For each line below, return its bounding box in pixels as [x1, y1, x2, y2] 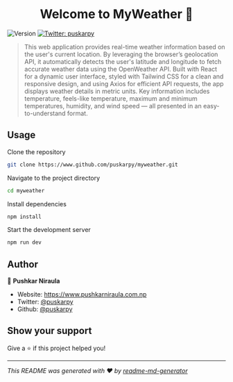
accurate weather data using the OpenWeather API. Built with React [24, 65, 217, 73]
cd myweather [7, 187, 45, 194]
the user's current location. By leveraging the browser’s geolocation [24, 50, 218, 58]
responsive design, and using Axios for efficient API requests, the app [24, 79, 224, 88]
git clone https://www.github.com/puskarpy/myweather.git [7, 161, 178, 168]
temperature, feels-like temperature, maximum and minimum [24, 94, 198, 103]
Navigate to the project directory [7, 174, 101, 182]
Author [7, 258, 38, 270]
